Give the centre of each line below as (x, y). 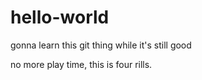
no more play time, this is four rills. (81, 64)
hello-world (60, 17)
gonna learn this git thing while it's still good (101, 45)
